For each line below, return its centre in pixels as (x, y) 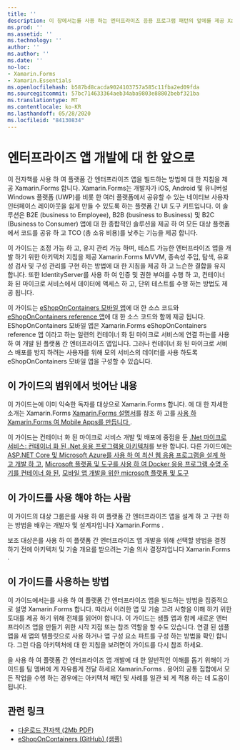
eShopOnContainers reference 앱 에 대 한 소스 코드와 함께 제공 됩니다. (106, 316)
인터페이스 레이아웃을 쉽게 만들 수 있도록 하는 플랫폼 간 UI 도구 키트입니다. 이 (114, 206)
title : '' (22, 14)
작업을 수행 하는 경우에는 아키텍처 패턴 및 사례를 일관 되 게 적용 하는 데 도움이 (122, 678)
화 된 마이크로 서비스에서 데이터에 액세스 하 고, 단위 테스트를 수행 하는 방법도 (114, 284)
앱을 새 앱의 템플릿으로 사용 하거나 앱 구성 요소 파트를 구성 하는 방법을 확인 (111, 636)
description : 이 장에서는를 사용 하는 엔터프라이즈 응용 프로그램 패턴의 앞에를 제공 (116, 21)
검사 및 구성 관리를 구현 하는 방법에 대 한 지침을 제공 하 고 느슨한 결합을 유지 (120, 266)
